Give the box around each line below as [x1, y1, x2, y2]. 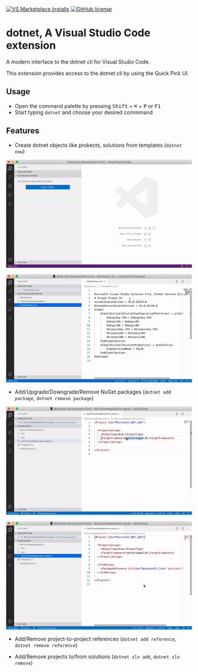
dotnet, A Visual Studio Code [6, 27, 151, 40]
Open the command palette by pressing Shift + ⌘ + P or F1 [14, 102, 161, 109]
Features [6, 126, 39, 136]
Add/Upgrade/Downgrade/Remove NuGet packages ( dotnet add [14, 388, 171, 395]
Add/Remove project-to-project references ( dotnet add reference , [14, 635, 177, 643]
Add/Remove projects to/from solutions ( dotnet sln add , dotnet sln [14, 653, 180, 660]
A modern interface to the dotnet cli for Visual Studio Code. [6, 58, 150, 65]
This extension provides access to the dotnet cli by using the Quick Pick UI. [6, 70, 189, 77]
